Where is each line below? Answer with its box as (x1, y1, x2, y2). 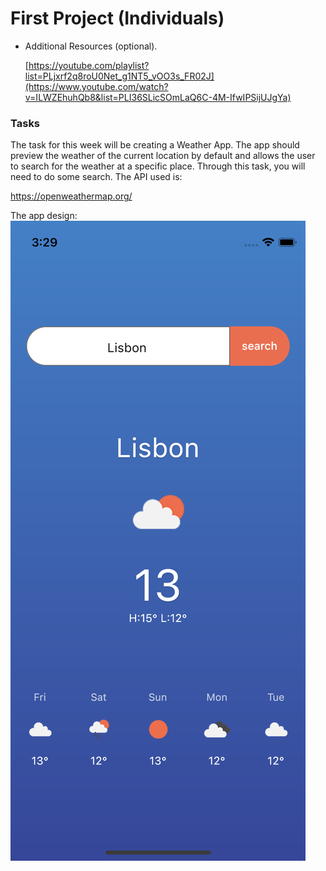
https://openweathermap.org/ (10, 190, 133, 202)
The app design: (10, 210, 78, 222)
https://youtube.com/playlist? (28, 59, 150, 71)
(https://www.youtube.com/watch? (24, 80, 169, 92)
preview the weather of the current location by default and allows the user (10, 150, 316, 162)
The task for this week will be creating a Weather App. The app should (10, 139, 300, 151)
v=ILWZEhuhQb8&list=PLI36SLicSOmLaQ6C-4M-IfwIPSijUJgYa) (24, 91, 292, 103)
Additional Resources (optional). (24, 40, 158, 52)
